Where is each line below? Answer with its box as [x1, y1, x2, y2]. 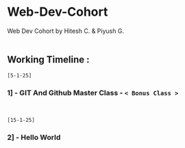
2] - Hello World [7, 132, 61, 142]
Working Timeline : [7, 54, 90, 66]
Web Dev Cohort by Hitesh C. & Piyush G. [7, 27, 125, 35]
